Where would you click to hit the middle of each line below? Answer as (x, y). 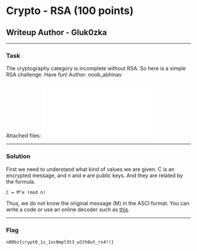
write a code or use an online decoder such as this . (68, 209)
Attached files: (23, 136)
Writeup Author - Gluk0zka (57, 32)
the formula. (21, 181)
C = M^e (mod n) (26, 192)
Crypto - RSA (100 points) (70, 11)
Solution (18, 156)
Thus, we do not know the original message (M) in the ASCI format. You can (98, 203)
